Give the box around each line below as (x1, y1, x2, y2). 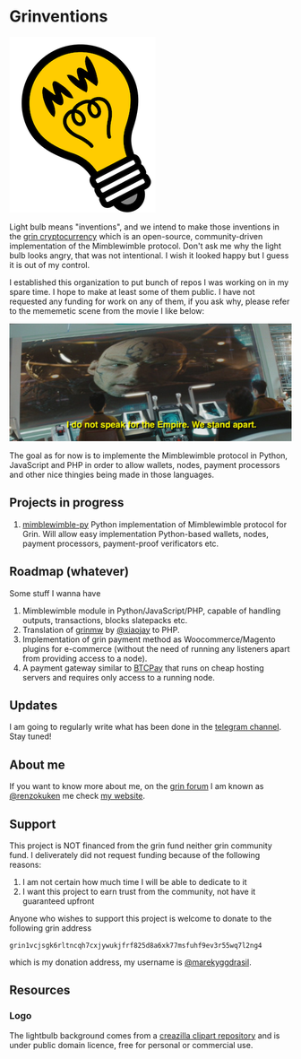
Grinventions (9, 6, 108, 27)
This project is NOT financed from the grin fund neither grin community (9, 840, 273, 851)
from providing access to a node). (21, 653, 148, 664)
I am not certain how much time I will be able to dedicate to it (21, 877, 248, 887)
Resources (9, 983, 71, 998)
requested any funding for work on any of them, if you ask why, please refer (9, 296, 290, 307)
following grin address (9, 923, 92, 933)
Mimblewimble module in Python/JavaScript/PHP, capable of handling (21, 605, 281, 616)
